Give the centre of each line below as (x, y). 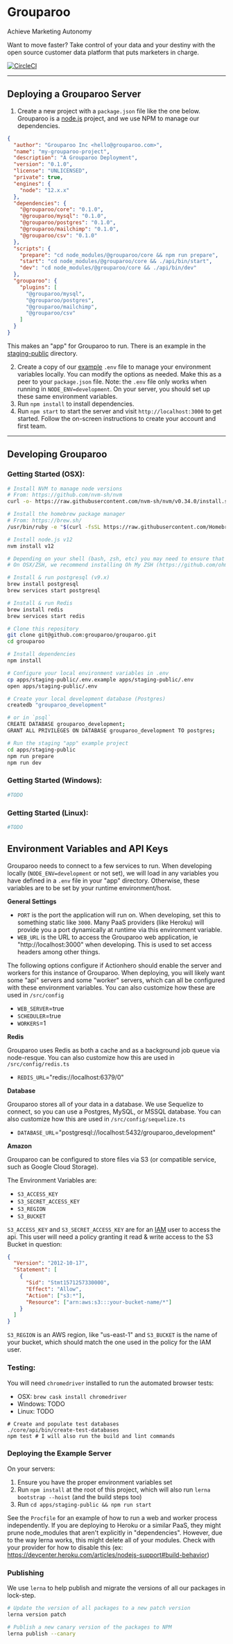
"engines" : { (32, 184)
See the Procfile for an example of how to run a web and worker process (112, 1517)
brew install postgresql (43, 584)
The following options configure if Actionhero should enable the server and (114, 965)
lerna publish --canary (42, 1634)
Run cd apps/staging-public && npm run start (84, 1504)
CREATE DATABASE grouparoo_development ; (67, 725)
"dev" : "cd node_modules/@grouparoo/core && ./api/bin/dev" (108, 268)
